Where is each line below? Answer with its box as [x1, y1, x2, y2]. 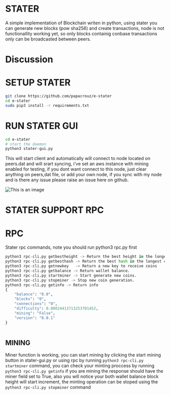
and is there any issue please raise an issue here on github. [5, 177, 129, 183]
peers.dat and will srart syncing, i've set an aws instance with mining [5, 161, 149, 167]
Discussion [5, 54, 53, 65]
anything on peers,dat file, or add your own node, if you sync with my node [5, 172, 162, 178]
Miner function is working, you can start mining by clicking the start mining [5, 352, 161, 358]
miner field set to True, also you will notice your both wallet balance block [5, 373, 159, 380]
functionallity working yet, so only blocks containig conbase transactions [5, 30, 158, 36]
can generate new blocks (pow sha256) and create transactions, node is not [5, 25, 164, 31]
